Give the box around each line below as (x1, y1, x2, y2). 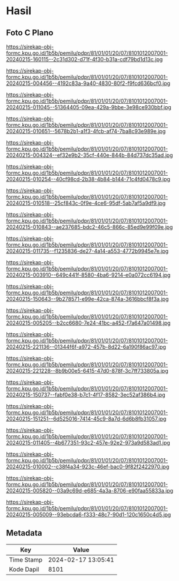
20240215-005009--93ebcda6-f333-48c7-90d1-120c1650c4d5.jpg (6, 511, 171, 518)
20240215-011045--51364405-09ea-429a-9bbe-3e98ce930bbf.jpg (6, 104, 172, 110)
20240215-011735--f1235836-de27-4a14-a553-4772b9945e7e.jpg (6, 248, 169, 254)
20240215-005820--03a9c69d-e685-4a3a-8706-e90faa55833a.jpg (6, 487, 174, 494)
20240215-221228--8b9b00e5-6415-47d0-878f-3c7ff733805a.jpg (6, 367, 169, 374)
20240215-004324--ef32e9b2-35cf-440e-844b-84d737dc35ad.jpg (6, 152, 173, 159)
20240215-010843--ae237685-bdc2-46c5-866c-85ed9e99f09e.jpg (6, 224, 173, 231)
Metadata (6, 528, 42, 538)
